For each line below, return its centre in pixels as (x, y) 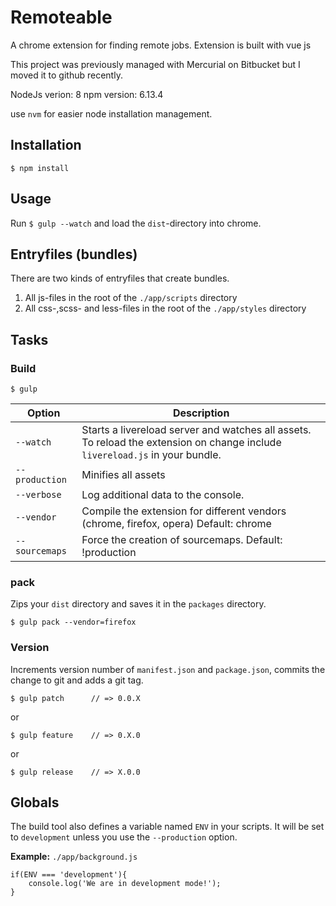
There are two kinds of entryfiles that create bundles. (120, 278)
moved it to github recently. (66, 75)
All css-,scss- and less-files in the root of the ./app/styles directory (165, 308)
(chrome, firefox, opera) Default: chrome (176, 524)
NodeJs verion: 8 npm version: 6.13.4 (87, 94)
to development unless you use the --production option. (124, 837)
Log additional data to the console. (163, 495)
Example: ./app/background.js (74, 857)
